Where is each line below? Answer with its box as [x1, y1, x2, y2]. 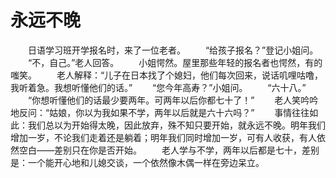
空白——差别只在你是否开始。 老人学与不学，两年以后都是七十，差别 [18, 144, 320, 156]
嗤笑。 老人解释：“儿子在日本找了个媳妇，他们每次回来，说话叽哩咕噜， [10, 69, 324, 81]
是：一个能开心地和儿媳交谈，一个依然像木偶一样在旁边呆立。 [10, 156, 265, 168]
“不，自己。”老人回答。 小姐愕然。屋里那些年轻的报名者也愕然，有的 [27, 56, 323, 68]
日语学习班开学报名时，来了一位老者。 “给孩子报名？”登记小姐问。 [27, 44, 319, 56]
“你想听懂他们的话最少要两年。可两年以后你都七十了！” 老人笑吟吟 [27, 94, 319, 106]
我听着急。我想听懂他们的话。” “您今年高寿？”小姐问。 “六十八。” [10, 81, 307, 93]
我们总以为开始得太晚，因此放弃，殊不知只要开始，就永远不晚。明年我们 [27, 119, 326, 131]
